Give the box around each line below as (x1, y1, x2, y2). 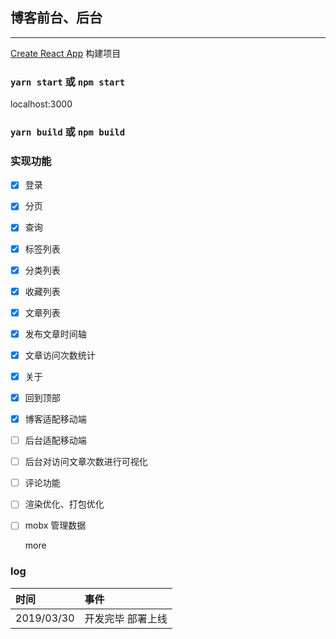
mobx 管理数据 (24, 519, 87, 532)
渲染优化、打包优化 (24, 498, 105, 510)
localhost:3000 (10, 98, 73, 110)
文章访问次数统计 (24, 349, 96, 361)
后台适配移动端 (24, 434, 87, 447)
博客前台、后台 (10, 9, 103, 27)
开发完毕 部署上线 (84, 611, 168, 625)
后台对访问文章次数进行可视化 (24, 456, 148, 468)
